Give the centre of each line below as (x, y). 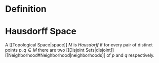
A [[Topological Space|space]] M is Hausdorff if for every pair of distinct (79, 45)
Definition (26, 9)
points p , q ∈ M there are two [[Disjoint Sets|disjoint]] (60, 50)
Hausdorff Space (41, 31)
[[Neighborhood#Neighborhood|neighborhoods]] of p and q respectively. (80, 55)
